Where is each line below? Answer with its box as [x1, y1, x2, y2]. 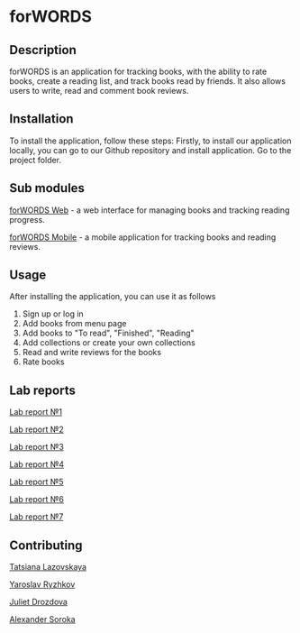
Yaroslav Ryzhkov [9, 579, 76, 590]
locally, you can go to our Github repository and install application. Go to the [9, 144, 292, 155]
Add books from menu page [22, 318, 127, 329]
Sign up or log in [22, 308, 84, 319]
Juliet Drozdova [9, 597, 68, 608]
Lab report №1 [9, 407, 63, 417]
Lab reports [9, 382, 77, 398]
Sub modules [9, 180, 86, 196]
